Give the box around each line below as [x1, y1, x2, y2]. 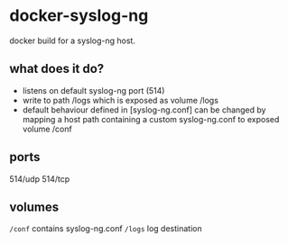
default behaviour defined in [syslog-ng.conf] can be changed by [22, 104, 266, 115]
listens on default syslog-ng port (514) [22, 85, 165, 95]
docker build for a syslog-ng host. [9, 35, 135, 46]
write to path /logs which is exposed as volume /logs [22, 94, 219, 105]
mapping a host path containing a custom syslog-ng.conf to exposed [22, 113, 280, 124]
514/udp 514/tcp [9, 173, 70, 184]
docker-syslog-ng [9, 5, 149, 26]
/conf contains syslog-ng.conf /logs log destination [9, 223, 202, 234]
